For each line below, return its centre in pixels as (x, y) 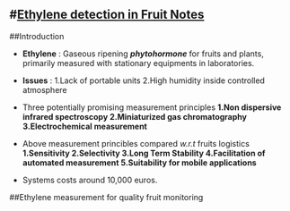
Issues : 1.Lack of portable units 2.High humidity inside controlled (143, 80)
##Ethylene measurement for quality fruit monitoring (106, 197)
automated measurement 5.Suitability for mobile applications (140, 162)
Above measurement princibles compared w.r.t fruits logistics (136, 143)
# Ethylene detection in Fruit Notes (107, 15)
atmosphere (44, 89)
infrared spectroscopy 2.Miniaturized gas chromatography (134, 116)
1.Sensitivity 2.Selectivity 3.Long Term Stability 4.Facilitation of (144, 153)
